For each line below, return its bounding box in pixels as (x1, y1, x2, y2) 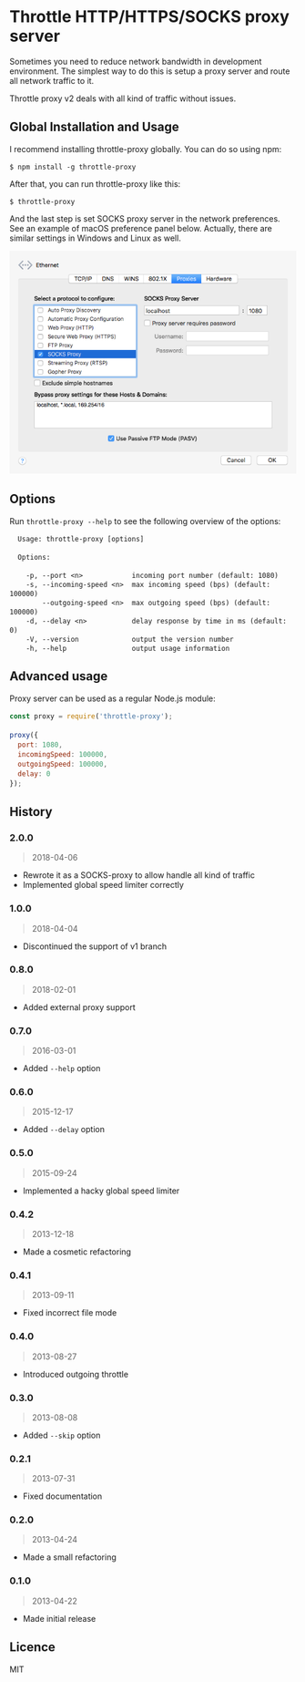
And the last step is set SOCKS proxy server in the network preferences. (9, 212, 280, 224)
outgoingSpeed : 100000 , (17, 759, 107, 769)
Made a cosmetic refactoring (22, 1246, 132, 1257)
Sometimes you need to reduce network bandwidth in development (9, 56, 262, 67)
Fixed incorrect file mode (22, 1307, 117, 1318)
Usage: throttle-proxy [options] (17, 534, 145, 543)
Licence (9, 1639, 56, 1656)
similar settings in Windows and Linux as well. (9, 232, 182, 243)
